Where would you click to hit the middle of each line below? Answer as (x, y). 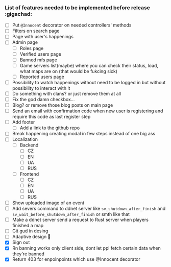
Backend (29, 145)
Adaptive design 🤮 (31, 237)
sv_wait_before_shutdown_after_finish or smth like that (71, 214)
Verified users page (41, 54)
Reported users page (42, 77)
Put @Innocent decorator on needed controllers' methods (72, 25)
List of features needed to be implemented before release (77, 8)
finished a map (28, 226)
